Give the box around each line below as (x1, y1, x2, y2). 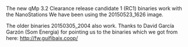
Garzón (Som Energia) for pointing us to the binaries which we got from (6, 28, 178, 35)
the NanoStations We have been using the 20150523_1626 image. (6, 11, 163, 18)
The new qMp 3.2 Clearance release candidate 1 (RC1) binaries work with (6, 5, 182, 12)
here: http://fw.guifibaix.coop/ (6, 35, 78, 41)
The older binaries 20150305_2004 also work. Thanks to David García (6, 23, 175, 29)
